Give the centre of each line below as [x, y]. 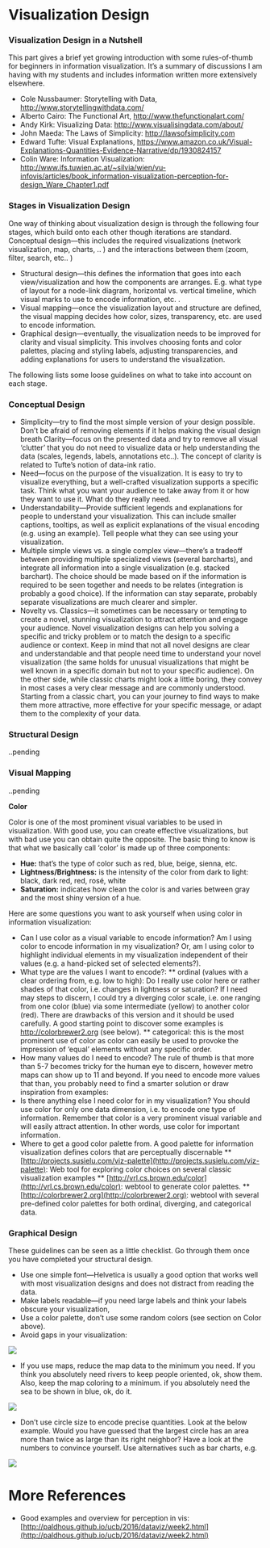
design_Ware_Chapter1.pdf [64, 185]
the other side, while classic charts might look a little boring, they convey [141, 679]
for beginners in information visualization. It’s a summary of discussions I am [135, 66]
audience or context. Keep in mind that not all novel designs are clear [135, 645]
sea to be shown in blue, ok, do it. [76, 1391]
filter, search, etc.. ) [41, 258]
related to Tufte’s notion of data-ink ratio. [88, 465]
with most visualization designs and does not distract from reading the [137, 1283]
